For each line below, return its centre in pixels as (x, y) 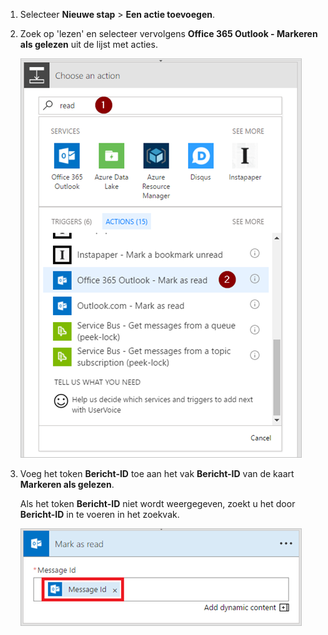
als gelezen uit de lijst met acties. (88, 44)
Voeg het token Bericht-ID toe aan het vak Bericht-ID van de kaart (157, 473)
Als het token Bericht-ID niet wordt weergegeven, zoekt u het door (157, 503)
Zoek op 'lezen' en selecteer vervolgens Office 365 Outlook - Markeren (168, 33)
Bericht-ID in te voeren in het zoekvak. (99, 514)
